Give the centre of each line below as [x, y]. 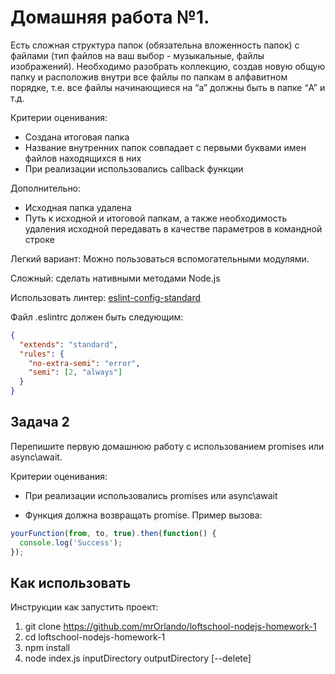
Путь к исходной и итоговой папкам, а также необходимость [156, 218]
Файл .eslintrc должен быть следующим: [97, 317]
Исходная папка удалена [78, 207]
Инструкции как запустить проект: [84, 607]
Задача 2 [40, 422]
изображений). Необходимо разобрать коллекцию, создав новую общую [168, 66]
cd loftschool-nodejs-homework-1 [95, 637]
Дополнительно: [46, 188]
